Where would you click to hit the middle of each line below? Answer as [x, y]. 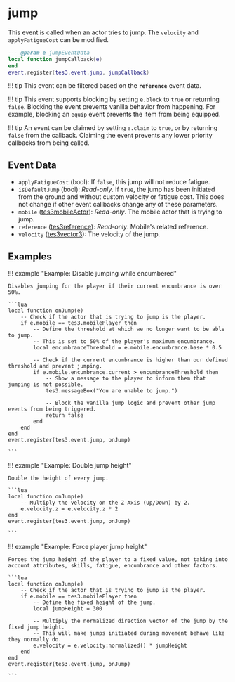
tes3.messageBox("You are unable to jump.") [112, 391]
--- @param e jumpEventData [49, 53]
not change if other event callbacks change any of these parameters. [118, 205]
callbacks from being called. [49, 143]
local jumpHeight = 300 [68, 609]
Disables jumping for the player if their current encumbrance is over [115, 286]
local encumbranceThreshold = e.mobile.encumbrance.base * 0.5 [127, 348]
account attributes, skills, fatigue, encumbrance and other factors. [113, 566]
